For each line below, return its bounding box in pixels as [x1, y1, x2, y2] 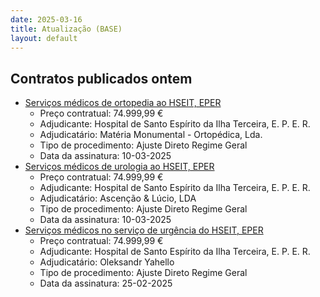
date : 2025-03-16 [10, 14, 83, 25]
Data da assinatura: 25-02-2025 [39, 277, 173, 290]
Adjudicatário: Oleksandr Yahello [39, 256, 175, 268]
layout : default [10, 33, 78, 43]
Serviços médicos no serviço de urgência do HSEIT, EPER [24, 224, 264, 236]
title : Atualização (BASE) [10, 24, 123, 34]
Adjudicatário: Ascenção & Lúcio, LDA [39, 192, 197, 205]
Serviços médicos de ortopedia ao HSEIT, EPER [24, 97, 222, 109]
